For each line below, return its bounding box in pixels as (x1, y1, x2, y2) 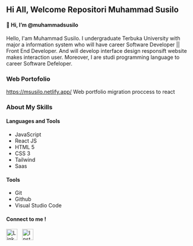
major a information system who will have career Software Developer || (6, 41, 180, 48)
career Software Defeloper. (6, 59, 73, 67)
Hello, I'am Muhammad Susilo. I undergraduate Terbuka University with (6, 34, 181, 42)
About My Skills (6, 103, 53, 111)
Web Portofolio (6, 74, 50, 83)
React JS (14, 137, 37, 144)
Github (14, 195, 31, 203)
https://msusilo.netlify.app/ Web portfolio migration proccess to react (6, 88, 175, 95)
